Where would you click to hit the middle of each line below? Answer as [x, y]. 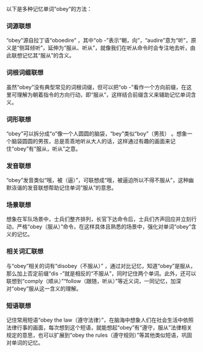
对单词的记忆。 [25, 343]
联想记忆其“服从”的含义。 [43, 56]
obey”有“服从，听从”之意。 [48, 148]
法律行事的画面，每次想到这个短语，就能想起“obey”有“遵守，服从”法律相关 [99, 328]
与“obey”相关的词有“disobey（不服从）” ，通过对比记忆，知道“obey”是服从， [101, 266]
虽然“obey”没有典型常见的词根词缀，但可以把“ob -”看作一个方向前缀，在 [96, 87]
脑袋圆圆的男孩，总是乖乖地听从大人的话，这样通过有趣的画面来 [91, 141]
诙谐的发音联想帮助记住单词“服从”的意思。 [64, 188]
